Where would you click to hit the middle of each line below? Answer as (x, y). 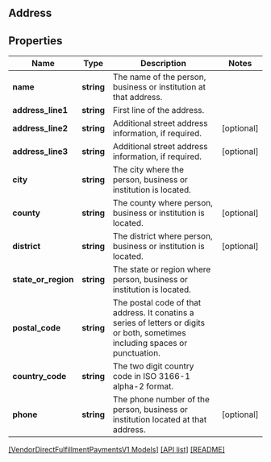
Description (163, 64)
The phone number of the (161, 400)
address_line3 (40, 152)
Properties (35, 41)
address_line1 (40, 110)
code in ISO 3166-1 (152, 377)
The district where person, (163, 236)
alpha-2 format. (143, 386)
